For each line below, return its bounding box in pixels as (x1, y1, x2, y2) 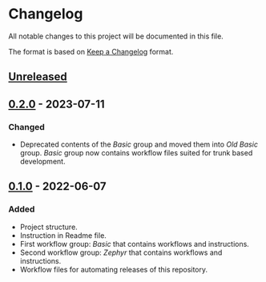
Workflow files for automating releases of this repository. (19, 264, 208, 274)
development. (19, 157, 66, 167)
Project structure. (19, 222, 78, 232)
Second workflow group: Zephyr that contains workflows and (19, 248, 223, 257)
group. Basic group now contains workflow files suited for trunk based (19, 148, 253, 158)
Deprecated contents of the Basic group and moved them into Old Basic (19, 139, 259, 149)
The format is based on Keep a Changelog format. (8, 46, 174, 56)
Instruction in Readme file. (19, 230, 107, 240)
